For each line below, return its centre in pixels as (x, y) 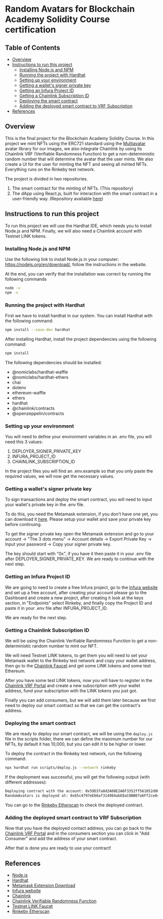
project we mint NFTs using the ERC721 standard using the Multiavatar (75, 143)
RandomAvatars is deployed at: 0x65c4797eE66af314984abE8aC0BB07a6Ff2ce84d (83, 796)
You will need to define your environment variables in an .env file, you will (78, 437)
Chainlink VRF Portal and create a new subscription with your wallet (73, 685)
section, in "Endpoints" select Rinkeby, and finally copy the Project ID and (79, 603)
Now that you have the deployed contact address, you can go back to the (78, 828)
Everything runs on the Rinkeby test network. (50, 169)
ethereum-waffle (29, 392)
